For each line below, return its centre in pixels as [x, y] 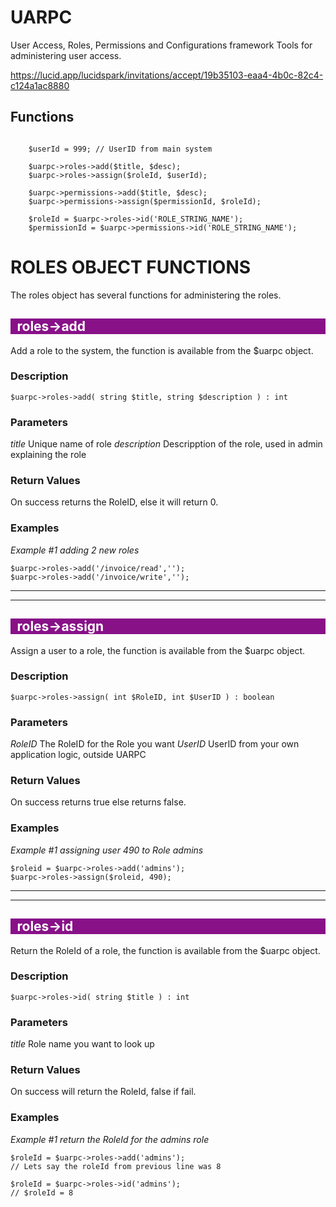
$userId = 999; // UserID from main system [120, 149]
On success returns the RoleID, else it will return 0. [114, 502]
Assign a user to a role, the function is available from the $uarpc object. [158, 650]
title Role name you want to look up [82, 1044]
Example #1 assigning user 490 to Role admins [107, 850]
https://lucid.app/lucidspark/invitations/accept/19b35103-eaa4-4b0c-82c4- [167, 75]
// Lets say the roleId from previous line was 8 [116, 1166]
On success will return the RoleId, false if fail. [103, 1092]
